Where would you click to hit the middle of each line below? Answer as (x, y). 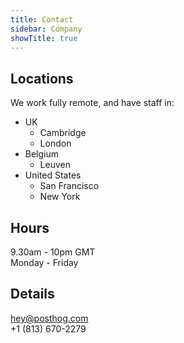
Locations (42, 78)
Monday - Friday (44, 262)
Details (32, 294)
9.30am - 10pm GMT (53, 252)
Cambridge (63, 133)
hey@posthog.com (49, 318)
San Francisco (69, 186)
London (55, 143)
